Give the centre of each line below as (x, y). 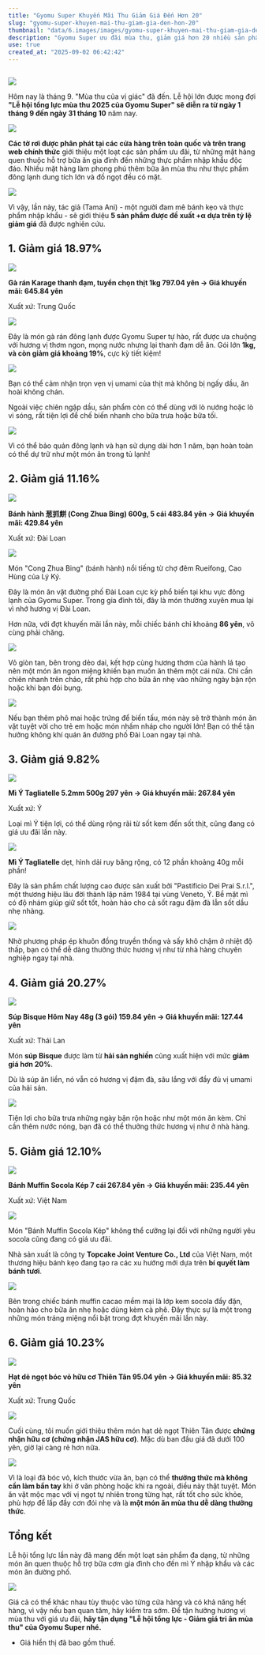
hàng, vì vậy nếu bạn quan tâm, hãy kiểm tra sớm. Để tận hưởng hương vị (127, 1610)
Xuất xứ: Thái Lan (37, 1041)
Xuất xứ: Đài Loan (37, 537)
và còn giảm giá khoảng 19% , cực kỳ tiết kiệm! (85, 353)
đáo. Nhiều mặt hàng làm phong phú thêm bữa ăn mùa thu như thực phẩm (128, 168)
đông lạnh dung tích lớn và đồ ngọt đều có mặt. (85, 177)
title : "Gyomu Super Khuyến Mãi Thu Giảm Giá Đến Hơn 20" (105, 15)
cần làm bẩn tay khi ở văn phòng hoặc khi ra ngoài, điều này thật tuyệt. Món (132, 1486)
